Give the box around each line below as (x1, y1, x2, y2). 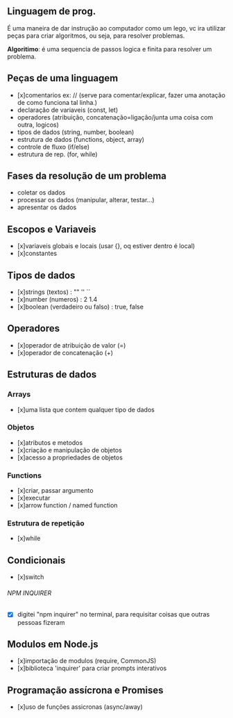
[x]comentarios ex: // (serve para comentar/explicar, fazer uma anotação (17, 90, 225, 99)
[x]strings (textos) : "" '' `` (17, 288, 91, 296)
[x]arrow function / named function (17, 501, 118, 509)
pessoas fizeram (17, 618, 65, 626)
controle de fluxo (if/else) (17, 142, 90, 151)
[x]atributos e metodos (17, 438, 83, 447)
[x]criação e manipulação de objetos (17, 446, 123, 454)
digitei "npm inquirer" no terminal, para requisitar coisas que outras (17, 610, 210, 619)
